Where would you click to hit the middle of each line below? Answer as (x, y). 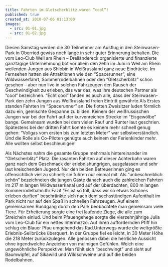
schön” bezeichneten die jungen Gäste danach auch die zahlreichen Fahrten (84, 180)
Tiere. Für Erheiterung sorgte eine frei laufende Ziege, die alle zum (74, 212)
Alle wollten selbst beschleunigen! (41, 143)
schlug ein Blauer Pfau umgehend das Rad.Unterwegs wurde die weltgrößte (83, 228)
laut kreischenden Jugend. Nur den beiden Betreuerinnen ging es (73, 169)
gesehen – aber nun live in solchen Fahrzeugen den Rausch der (71, 85)
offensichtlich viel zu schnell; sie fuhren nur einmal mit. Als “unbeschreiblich (84, 174)
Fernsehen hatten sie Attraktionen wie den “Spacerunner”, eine (70, 74)
